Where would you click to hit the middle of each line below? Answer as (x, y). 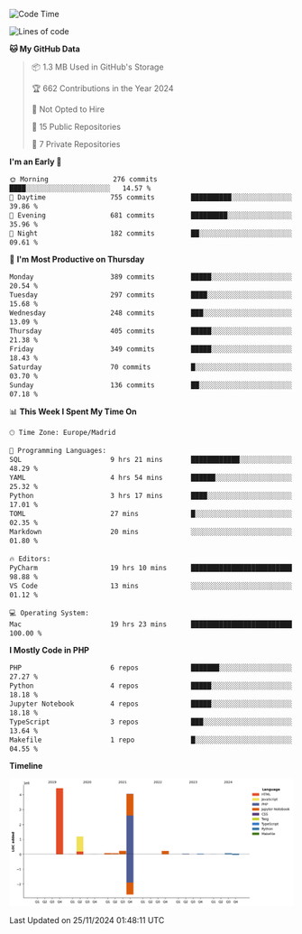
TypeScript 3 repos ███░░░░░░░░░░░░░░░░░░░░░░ (151, 722)
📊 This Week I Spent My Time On (73, 412)
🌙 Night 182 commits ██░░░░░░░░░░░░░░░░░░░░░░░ (151, 234)
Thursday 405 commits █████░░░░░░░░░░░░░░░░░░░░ (151, 331)
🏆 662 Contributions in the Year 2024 (102, 88)
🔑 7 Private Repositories (76, 144)
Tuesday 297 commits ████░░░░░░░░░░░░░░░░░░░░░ (151, 295)
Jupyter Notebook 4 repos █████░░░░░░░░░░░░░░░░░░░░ (151, 704)
